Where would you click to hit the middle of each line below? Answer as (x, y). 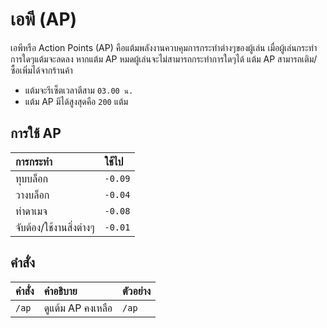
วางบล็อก (32, 195)
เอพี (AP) (44, 19)
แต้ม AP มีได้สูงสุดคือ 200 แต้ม (76, 101)
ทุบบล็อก (31, 178)
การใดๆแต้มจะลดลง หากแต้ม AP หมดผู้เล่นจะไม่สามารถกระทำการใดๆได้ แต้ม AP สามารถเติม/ (164, 59)
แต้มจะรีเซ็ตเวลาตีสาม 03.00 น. (79, 90)
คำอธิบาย (60, 291)
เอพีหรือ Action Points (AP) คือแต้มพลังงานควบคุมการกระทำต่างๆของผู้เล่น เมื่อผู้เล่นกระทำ (164, 47)
